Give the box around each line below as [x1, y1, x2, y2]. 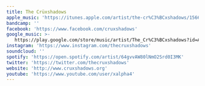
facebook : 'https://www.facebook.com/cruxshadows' [6, 25, 138, 32]
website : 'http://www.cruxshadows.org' [6, 65, 108, 71]
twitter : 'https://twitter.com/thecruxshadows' [6, 59, 130, 65]
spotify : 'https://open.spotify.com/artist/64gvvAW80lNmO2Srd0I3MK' [6, 54, 184, 60]
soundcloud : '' [6, 48, 45, 55]
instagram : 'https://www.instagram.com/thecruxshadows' [6, 43, 151, 49]
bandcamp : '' [6, 20, 40, 26]
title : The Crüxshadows [6, 8, 67, 15]
